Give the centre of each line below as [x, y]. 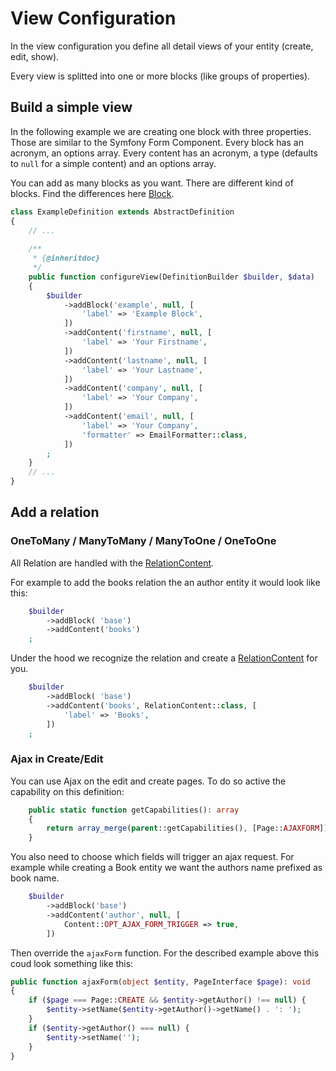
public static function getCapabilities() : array [134, 810]
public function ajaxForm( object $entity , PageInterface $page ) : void [160, 982]
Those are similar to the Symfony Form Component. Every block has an [157, 142]
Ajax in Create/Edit [57, 759]
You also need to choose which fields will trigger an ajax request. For [152, 857]
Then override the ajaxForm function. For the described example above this [165, 953]
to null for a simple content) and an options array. [113, 163]
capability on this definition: [67, 791]
